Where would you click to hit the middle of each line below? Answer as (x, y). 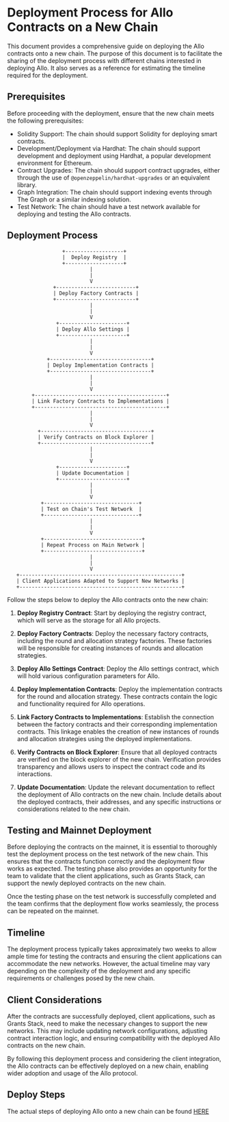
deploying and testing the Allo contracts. (74, 214)
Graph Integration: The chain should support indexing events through (114, 192)
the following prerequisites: (45, 121)
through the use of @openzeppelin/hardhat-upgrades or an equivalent (113, 177)
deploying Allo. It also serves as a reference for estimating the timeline (106, 68)
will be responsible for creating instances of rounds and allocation (110, 648)
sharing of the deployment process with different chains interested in (104, 60)
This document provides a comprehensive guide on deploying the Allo (106, 46)
